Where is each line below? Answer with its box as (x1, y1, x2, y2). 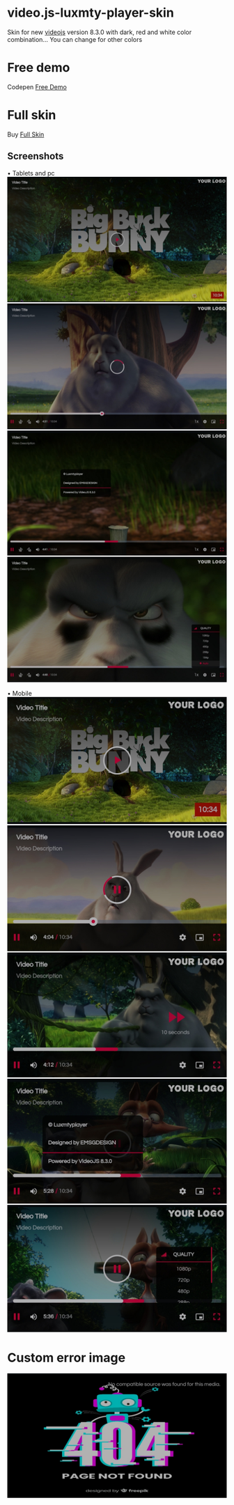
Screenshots (7, 150, 64, 162)
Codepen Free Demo (7, 82, 68, 91)
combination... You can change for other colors (7, 35, 143, 43)
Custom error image (7, 1350, 126, 1366)
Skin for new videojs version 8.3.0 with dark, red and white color (7, 28, 192, 36)
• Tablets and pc (7, 169, 55, 177)
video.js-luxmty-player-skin (7, 5, 174, 21)
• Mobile (7, 689, 33, 698)
